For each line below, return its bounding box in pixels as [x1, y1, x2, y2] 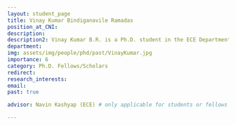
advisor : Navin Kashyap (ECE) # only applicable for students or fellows [7, 101, 228, 109]
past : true [7, 88, 39, 96]
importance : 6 [7, 56, 49, 63]
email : [7, 82, 27, 89]
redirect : [7, 69, 37, 76]
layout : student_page [7, 10, 71, 18]
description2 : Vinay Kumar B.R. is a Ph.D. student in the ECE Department [7, 37, 231, 44]
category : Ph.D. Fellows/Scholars [7, 63, 109, 70]
